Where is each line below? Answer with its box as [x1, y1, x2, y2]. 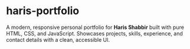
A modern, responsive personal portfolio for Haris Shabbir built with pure [6, 24, 185, 31]
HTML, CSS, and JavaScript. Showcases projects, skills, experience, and [6, 30, 183, 37]
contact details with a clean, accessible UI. [6, 36, 110, 43]
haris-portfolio [6, 4, 80, 18]
